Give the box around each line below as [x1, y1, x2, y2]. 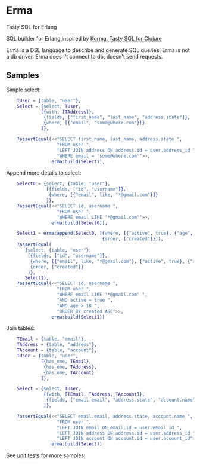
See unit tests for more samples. [6, 452, 86, 459]
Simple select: [6, 86, 41, 93]
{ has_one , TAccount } [43, 369, 95, 375]
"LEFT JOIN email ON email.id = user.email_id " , [57, 424, 183, 430]
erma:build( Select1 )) [51, 314, 105, 320]
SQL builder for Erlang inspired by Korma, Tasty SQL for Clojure [6, 35, 162, 42]
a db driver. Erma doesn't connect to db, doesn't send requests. [6, 53, 163, 60]
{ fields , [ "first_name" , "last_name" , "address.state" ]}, [43, 114, 190, 120]
